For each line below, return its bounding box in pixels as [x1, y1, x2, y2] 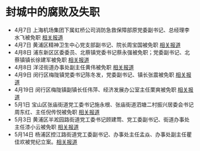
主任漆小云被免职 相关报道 [14, 123, 79, 130]
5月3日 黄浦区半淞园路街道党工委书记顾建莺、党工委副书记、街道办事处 [14, 116, 190, 123]
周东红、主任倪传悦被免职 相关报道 [14, 108, 100, 115]
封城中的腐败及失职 [5, 5, 100, 19]
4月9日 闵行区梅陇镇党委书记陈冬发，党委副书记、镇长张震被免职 [14, 71, 174, 78]
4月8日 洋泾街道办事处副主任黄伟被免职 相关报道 [14, 63, 134, 70]
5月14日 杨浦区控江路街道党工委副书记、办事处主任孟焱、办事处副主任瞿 [14, 131, 192, 138]
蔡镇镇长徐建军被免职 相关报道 [14, 56, 90, 63]
